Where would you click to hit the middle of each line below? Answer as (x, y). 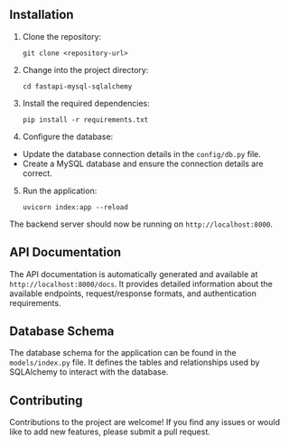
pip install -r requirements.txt (85, 120)
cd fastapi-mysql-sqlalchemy (77, 86)
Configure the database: (68, 136)
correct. (37, 173)
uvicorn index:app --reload (75, 207)
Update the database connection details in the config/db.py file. (142, 153)
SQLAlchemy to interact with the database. (89, 372)
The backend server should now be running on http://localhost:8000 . (141, 224)
